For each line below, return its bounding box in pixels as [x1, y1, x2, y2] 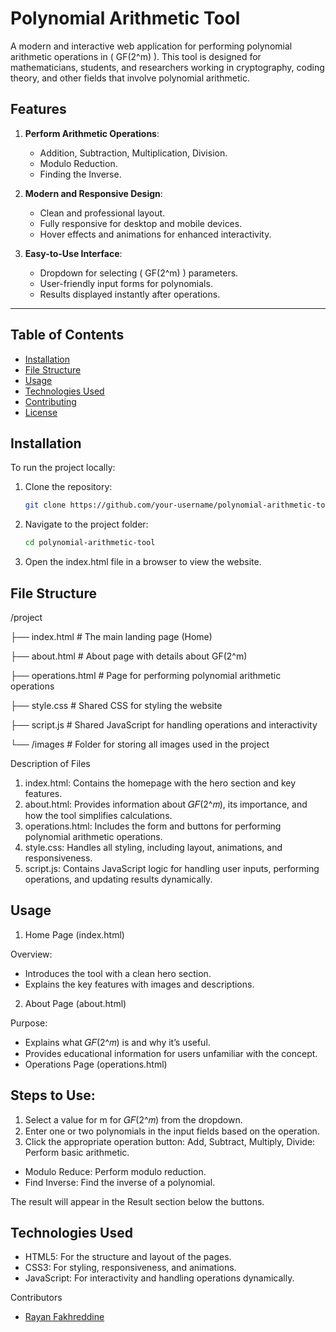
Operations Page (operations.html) [24, 1058, 168, 1070]
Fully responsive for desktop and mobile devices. [39, 217, 243, 229]
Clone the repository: [24, 481, 113, 493]
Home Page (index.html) [24, 928, 125, 941]
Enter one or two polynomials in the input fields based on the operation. [24, 1125, 320, 1137]
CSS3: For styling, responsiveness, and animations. [24, 1262, 237, 1274]
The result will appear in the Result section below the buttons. [10, 1195, 265, 1207]
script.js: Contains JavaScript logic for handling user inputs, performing [24, 862, 320, 874]
